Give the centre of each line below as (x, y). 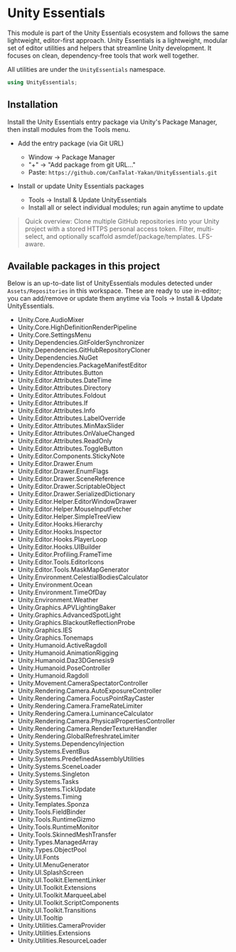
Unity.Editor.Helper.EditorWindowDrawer (77, 502)
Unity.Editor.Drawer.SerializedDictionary (76, 494)
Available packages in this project (84, 266)
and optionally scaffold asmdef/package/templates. (122, 236)
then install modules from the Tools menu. (69, 129)
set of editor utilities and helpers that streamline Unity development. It (109, 48)
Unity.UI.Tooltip (40, 918)
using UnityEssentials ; (43, 82)
